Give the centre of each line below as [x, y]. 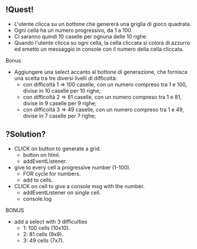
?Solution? [26, 134]
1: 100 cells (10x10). [46, 228]
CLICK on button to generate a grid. [57, 148]
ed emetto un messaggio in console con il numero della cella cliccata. [99, 49]
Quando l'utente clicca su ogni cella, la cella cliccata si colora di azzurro [102, 42]
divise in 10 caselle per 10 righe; [62, 90]
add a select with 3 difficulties [51, 221]
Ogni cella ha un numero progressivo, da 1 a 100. [73, 30]
